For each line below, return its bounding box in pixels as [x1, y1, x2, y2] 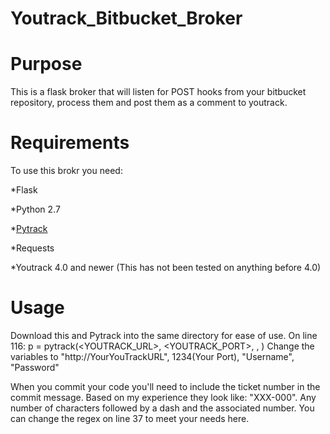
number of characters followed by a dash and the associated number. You [10, 402, 315, 414]
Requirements [10, 132, 130, 154]
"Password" [10, 362, 60, 373]
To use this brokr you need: [10, 165, 123, 177]
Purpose [10, 53, 83, 76]
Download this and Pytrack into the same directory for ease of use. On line [10, 330, 318, 341]
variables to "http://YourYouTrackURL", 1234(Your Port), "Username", [10, 351, 295, 362]
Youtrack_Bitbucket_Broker [10, 7, 243, 30]
